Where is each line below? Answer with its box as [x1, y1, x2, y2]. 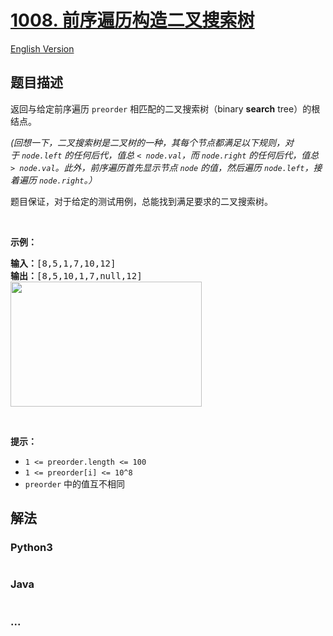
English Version [10, 42, 75, 55]
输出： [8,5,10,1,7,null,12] [10, 270, 143, 281]
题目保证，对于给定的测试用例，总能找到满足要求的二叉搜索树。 [10, 195, 273, 207]
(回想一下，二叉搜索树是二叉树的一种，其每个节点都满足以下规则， [10, 136, 286, 148]
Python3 [10, 541, 53, 555]
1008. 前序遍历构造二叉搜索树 [10, 9, 255, 32]
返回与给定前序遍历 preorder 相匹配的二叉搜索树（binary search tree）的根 [10, 102, 321, 115]
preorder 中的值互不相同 [24, 477, 126, 490]
